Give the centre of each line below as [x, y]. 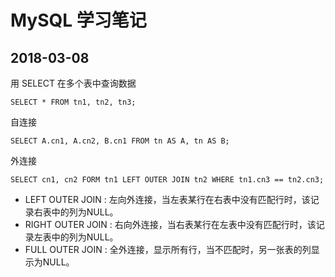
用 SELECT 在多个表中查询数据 [73, 83]
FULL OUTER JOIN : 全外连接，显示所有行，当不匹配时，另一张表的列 [168, 249]
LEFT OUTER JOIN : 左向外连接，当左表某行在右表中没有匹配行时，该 [167, 199]
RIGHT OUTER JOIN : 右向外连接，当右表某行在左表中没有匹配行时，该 [170, 224]
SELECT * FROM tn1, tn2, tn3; [73, 102]
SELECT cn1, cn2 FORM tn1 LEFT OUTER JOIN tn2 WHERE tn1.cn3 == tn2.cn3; [167, 180]
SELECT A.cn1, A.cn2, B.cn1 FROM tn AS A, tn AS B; [120, 141]
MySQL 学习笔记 [78, 20]
